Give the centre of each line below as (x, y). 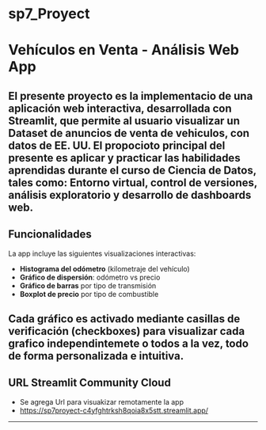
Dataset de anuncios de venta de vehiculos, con (129, 133)
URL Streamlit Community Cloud (90, 383)
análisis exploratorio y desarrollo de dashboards (130, 195)
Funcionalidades (50, 234)
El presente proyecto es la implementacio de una (131, 96)
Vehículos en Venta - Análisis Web (124, 50)
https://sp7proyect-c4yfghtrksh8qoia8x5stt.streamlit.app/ (114, 410)
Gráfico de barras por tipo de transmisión (88, 285)
